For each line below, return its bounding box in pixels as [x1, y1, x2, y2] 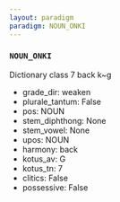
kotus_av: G [21, 154, 66, 164]
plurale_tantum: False [21, 96, 101, 107]
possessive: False [21, 181, 89, 193]
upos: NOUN [21, 134, 70, 145]
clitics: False [21, 172, 69, 183]
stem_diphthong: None [21, 115, 107, 126]
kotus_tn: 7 [21, 162, 63, 173]
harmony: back [21, 144, 79, 154]
